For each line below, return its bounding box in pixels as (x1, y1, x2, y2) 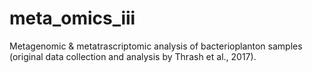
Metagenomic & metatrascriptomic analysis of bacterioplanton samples (9, 40, 303, 52)
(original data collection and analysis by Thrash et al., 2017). (9, 50, 257, 62)
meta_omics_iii (9, 7, 136, 30)
